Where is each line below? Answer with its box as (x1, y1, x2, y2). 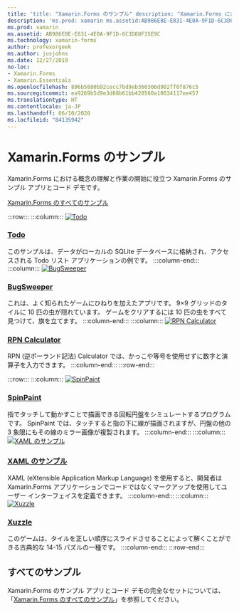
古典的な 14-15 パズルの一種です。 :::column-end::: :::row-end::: (19, 543, 205, 552)
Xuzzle (7, 517, 33, 527)
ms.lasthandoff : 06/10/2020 (7, 110, 91, 117)
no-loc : (7, 63, 31, 70)
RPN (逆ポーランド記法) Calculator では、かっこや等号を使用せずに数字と (7, 352, 222, 360)
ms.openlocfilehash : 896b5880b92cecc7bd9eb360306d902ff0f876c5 (7, 83, 199, 90)
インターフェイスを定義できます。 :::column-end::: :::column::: (27, 492, 208, 500)
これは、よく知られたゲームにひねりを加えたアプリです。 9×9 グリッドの (7, 299, 222, 307)
